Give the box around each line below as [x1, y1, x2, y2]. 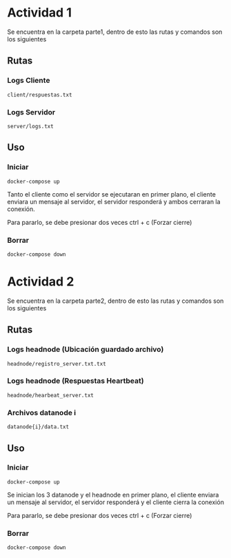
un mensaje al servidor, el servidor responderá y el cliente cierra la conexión [7, 498, 224, 506]
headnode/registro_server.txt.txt [7, 360, 107, 367]
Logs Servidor [7, 107, 56, 117]
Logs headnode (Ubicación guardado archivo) [7, 345, 164, 355]
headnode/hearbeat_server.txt [7, 392, 94, 399]
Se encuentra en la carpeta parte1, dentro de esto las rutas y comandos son [7, 28, 223, 36]
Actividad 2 [7, 274, 74, 290]
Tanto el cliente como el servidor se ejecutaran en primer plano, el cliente [7, 190, 216, 198]
